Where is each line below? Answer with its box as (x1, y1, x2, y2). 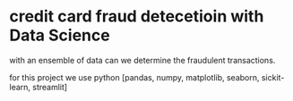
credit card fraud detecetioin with (9, 6, 264, 27)
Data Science (9, 25, 110, 46)
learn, (9, 81, 31, 92)
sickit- (261, 72, 285, 82)
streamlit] (32, 81, 68, 92)
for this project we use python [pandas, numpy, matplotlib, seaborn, (9, 72, 260, 82)
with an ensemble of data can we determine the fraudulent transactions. (9, 55, 276, 65)
